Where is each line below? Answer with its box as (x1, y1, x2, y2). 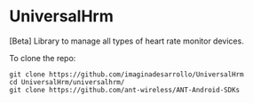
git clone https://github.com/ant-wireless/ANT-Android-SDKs (9, 85, 241, 94)
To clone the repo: (9, 52, 76, 63)
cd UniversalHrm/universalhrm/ (9, 77, 125, 86)
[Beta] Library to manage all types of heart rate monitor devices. (9, 36, 244, 46)
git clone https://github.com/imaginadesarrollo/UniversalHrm (9, 69, 244, 79)
